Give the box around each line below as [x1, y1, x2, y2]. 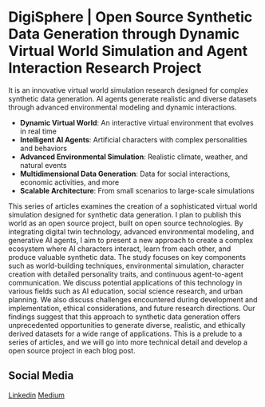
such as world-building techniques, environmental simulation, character [8, 261, 244, 270]
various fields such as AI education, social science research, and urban [8, 286, 243, 296]
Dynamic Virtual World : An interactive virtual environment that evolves [19, 118, 254, 127]
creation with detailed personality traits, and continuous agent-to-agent [8, 269, 243, 279]
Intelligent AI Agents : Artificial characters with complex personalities [19, 134, 247, 144]
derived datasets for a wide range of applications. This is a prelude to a [8, 329, 243, 338]
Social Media [8, 369, 74, 383]
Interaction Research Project [8, 59, 202, 78]
